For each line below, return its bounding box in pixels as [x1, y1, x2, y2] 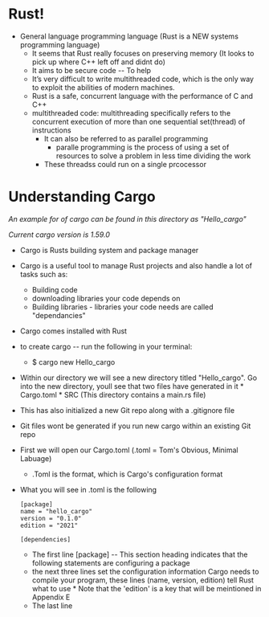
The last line [31, 600, 73, 611]
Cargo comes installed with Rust [19, 326, 127, 336]
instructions [31, 125, 71, 135]
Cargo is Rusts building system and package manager [19, 245, 199, 255]
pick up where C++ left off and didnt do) [31, 57, 166, 67]
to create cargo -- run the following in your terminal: [19, 341, 193, 351]
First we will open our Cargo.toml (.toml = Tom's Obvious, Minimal [19, 445, 238, 455]
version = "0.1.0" [19, 514, 82, 522]
